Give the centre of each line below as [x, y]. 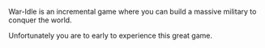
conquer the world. [40, 20]
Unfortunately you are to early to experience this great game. [111, 36]
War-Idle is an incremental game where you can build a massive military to [132, 12]
